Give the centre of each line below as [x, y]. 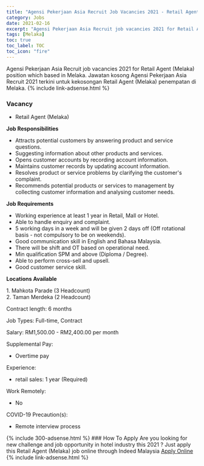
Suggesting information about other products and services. [89, 154]
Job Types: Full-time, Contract [44, 321]
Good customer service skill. [51, 267]
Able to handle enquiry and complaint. [63, 222]
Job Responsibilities [32, 129]
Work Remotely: [26, 391]
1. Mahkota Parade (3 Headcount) [48, 291]
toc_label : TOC [25, 46]
